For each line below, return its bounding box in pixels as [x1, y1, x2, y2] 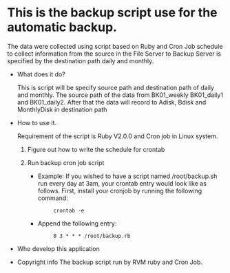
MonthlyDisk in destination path [17, 105, 107, 113]
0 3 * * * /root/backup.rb [53, 232, 131, 239]
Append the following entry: [37, 219, 117, 228]
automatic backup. [7, 19, 117, 35]
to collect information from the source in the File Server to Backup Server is [7, 50, 222, 58]
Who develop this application [17, 244, 100, 252]
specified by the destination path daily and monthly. [7, 56, 154, 65]
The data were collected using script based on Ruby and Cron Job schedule [7, 42, 223, 50]
